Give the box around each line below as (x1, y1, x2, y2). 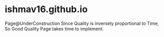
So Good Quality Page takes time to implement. (5, 25, 104, 31)
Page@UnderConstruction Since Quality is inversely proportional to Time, (5, 20, 159, 26)
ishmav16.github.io (5, 4, 88, 15)
